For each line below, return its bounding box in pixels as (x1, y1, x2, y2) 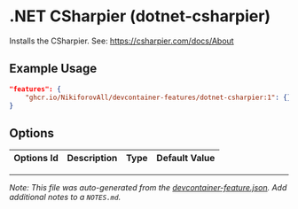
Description (67, 152, 118, 165)
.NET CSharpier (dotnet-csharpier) (9, 6, 271, 27)
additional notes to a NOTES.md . (9, 192, 122, 203)
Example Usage (9, 61, 98, 76)
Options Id (13, 152, 59, 165)
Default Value (156, 152, 216, 165)
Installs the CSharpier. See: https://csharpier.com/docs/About (9, 35, 234, 46)
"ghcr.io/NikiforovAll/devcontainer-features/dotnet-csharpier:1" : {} (25, 93, 292, 102)
